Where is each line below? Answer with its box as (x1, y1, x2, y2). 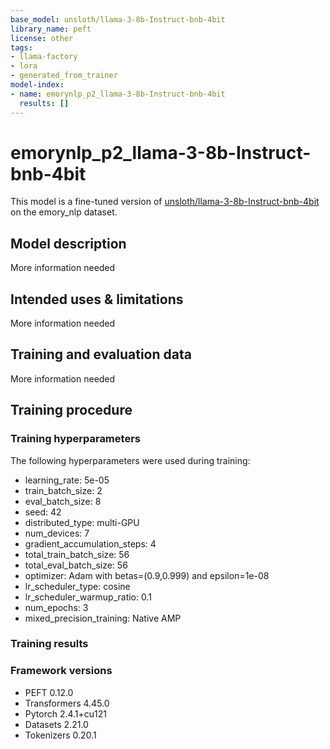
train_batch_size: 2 (24, 484, 103, 496)
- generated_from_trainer (10, 71, 118, 81)
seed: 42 (24, 506, 62, 518)
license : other (10, 33, 74, 43)
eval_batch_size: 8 (24, 495, 102, 507)
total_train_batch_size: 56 (24, 548, 130, 560)
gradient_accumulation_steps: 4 (24, 537, 157, 550)
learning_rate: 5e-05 (24, 474, 110, 486)
